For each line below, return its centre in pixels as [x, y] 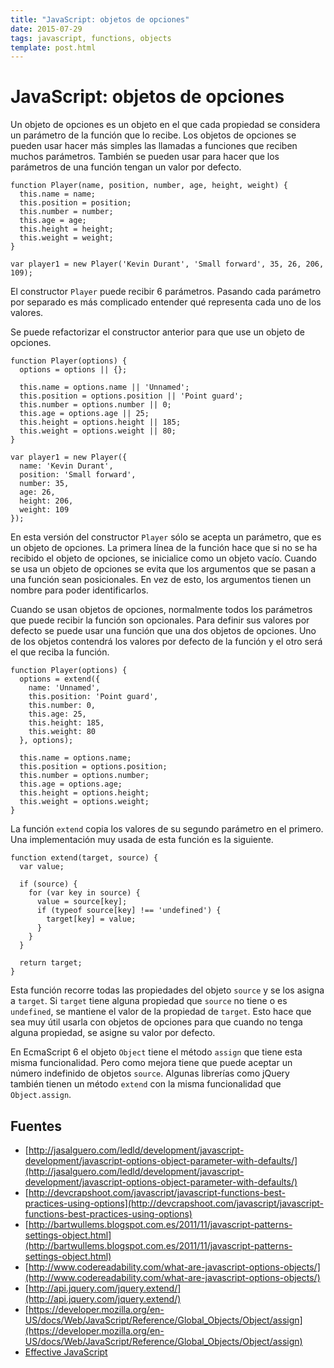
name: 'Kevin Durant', [66, 466]
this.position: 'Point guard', [93, 697]
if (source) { [48, 884]
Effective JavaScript [66, 1352]
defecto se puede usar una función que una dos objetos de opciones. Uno [163, 631]
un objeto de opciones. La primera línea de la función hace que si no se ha [164, 548]
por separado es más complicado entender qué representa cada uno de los [166, 302]
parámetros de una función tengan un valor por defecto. [126, 167]
